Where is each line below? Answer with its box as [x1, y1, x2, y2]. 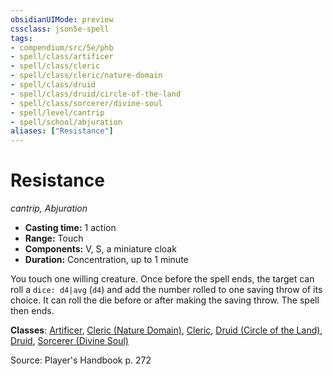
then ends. [10, 305, 55, 317]
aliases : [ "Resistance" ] [10, 126, 114, 136]
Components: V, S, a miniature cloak [24, 243, 177, 255]
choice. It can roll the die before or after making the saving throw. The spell [10, 294, 320, 306]
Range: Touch [24, 232, 84, 245]
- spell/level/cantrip [10, 107, 105, 118]
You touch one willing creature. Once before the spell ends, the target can [10, 273, 315, 285]
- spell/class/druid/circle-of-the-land [10, 89, 182, 99]
